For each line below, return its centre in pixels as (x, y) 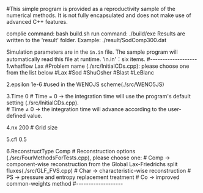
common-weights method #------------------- (65, 184)
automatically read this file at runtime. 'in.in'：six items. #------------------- (102, 59)
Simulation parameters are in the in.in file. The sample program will (92, 52)
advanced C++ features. (37, 22)
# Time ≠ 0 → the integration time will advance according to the (87, 109)
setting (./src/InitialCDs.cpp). (43, 103)
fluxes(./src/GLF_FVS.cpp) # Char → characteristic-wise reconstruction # (99, 171)
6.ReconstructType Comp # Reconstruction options (71, 151)
